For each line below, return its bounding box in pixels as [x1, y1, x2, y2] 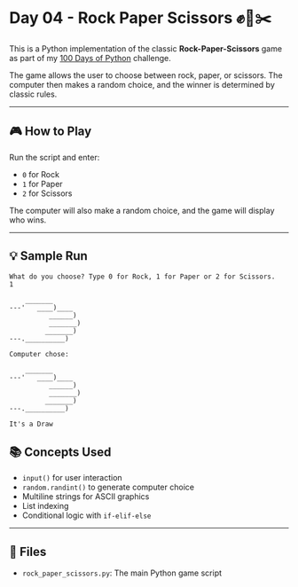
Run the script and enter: [9, 152, 100, 162]
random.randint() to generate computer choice [21, 481, 195, 493]
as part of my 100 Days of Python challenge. [9, 52, 171, 63]
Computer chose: [9, 349, 69, 358]
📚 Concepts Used [9, 444, 112, 459]
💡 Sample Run [9, 248, 89, 263]
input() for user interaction [21, 473, 122, 483]
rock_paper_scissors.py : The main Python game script [21, 567, 223, 578]
